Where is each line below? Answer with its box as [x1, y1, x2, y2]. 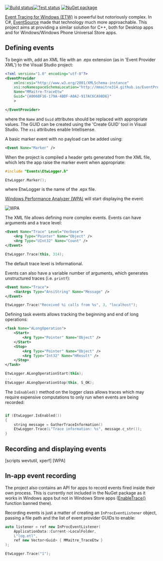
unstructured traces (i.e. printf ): [5, 275, 70, 281]
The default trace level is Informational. [5, 260, 83, 266]
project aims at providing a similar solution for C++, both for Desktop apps [5, 24, 154, 30]
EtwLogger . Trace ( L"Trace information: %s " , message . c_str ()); [14, 427, 142, 432]
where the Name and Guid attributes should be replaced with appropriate [5, 116, 147, 122]
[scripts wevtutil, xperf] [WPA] [5, 458, 65, 463]
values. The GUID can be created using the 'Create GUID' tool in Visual [5, 121, 147, 127]
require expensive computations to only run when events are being [5, 394, 139, 400]
